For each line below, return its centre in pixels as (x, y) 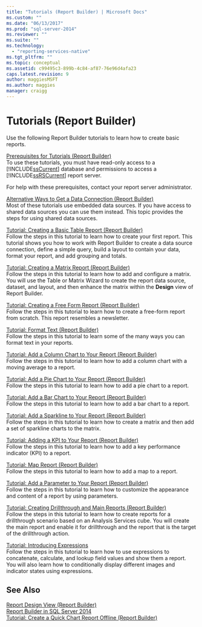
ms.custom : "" (24, 18)
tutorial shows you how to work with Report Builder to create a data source (99, 243)
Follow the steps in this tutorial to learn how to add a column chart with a (97, 361)
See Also (23, 590)
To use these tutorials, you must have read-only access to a (81, 162)
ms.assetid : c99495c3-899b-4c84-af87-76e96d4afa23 (71, 68)
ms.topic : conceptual (34, 63)
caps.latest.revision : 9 (37, 74)
